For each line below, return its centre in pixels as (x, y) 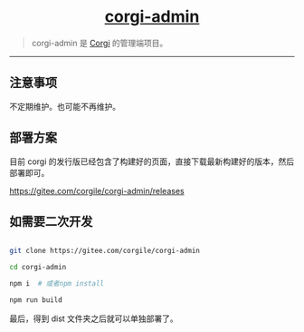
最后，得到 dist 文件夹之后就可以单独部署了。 (94, 318)
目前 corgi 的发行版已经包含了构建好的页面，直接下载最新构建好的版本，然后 (152, 161)
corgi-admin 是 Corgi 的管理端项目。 (100, 43)
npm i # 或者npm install (57, 284)
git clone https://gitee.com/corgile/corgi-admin (105, 251)
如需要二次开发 (51, 221)
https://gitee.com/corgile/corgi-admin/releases (97, 190)
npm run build (36, 300)
